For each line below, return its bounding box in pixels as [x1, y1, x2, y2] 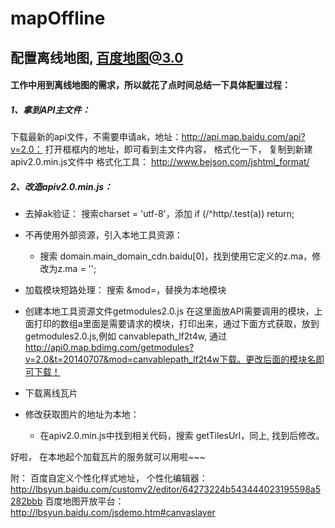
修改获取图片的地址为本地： [24, 408, 140, 421]
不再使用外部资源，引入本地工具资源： [24, 229, 183, 241]
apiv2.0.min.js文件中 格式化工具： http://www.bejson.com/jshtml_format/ [10, 156, 310, 168]
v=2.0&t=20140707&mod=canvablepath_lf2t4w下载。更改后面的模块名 [24, 353, 317, 366]
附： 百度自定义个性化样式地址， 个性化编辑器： [10, 472, 208, 484]
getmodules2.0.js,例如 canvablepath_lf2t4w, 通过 [24, 330, 228, 342]
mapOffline [10, 7, 106, 30]
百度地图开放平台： [44, 495, 125, 507]
